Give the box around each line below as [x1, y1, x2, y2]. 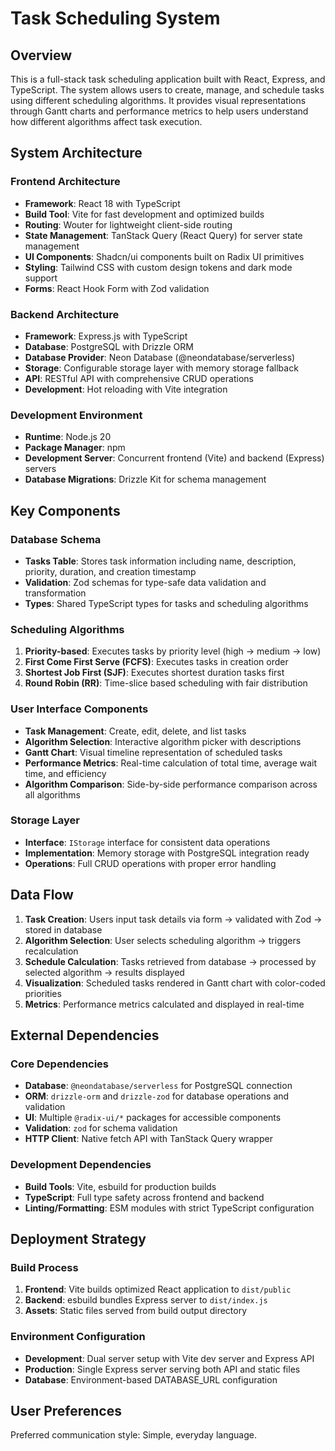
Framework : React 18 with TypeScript [24, 197, 181, 209]
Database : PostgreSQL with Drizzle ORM [24, 340, 194, 352]
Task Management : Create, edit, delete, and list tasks [24, 725, 247, 737]
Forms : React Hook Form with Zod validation [24, 282, 210, 294]
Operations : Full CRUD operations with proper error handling [24, 857, 277, 869]
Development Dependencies [10, 1158, 152, 1172]
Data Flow [10, 887, 74, 904]
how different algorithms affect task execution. [10, 116, 203, 127]
